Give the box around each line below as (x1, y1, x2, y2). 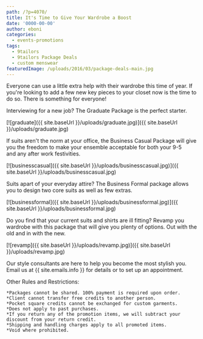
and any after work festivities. (6, 150, 81, 157)
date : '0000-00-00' (6, 20, 56, 26)
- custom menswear (12, 60, 59, 66)
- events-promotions (12, 37, 64, 43)
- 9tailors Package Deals (12, 54, 78, 60)
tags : (6, 43, 20, 49)
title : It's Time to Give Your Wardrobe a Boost (6, 15, 132, 21)
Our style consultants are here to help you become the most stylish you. (6, 260, 187, 267)
